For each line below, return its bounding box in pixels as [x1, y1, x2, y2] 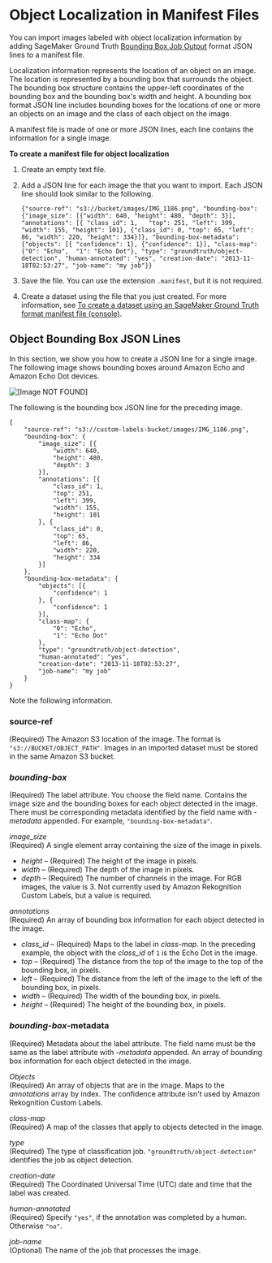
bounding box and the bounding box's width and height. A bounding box [9, 91, 252, 101]
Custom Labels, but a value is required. [20, 891, 153, 901]
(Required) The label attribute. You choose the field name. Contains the [9, 790, 248, 800]
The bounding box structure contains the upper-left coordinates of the [9, 83, 244, 93]
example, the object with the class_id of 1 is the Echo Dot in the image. [20, 948, 258, 958]
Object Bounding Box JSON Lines [9, 332, 181, 346]
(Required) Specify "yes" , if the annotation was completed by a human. [9, 1212, 247, 1222]
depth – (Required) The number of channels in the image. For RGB [20, 873, 242, 883]
